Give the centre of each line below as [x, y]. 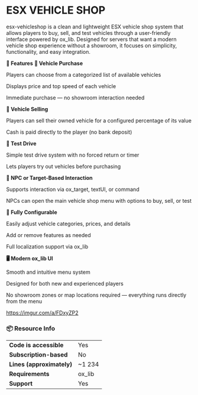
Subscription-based [38, 355]
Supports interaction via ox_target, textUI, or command [73, 189]
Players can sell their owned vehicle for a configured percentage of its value [99, 120]
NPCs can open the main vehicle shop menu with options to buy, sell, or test [99, 200]
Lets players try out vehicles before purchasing [64, 166]
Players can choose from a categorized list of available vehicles [84, 75]
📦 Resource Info [31, 328]
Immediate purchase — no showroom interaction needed [75, 98]
